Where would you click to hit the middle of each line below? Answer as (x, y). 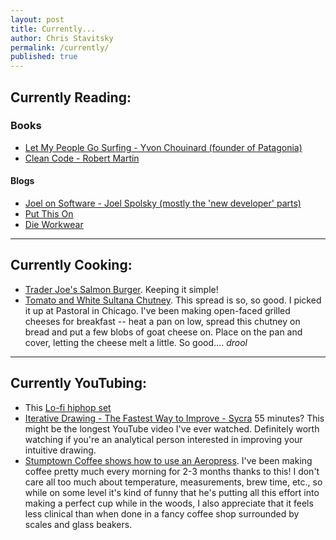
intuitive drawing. (60, 450)
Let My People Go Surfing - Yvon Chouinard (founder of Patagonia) (163, 147)
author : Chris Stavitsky (62, 38)
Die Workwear (54, 225)
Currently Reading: (71, 97)
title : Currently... (53, 29)
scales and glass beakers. (78, 524)
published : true (44, 57)
